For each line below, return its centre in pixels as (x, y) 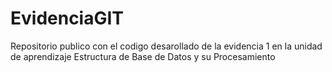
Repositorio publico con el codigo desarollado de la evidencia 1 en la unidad (166, 46)
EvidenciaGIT (67, 18)
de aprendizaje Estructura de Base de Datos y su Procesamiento (143, 56)
